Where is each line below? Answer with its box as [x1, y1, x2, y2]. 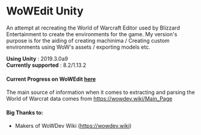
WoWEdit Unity [6, 4, 84, 18]
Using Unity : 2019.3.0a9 [6, 55, 68, 62]
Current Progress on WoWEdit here [6, 75, 96, 83]
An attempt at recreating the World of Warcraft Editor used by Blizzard [6, 24, 181, 31]
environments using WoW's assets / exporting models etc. [6, 43, 150, 51]
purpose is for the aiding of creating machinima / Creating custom [6, 37, 170, 44]
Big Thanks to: [6, 108, 43, 116]
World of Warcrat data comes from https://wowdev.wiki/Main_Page [6, 95, 173, 102]
